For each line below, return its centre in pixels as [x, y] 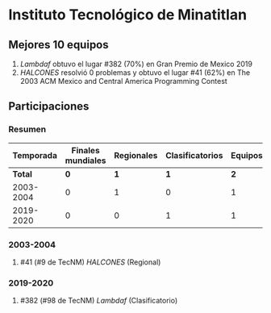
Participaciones [49, 106]
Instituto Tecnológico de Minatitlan [128, 15]
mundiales [85, 161]
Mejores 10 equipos [58, 45]
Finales [85, 150]
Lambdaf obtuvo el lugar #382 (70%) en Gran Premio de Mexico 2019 [136, 64]
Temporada [35, 155]
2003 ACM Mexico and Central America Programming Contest [123, 81]
